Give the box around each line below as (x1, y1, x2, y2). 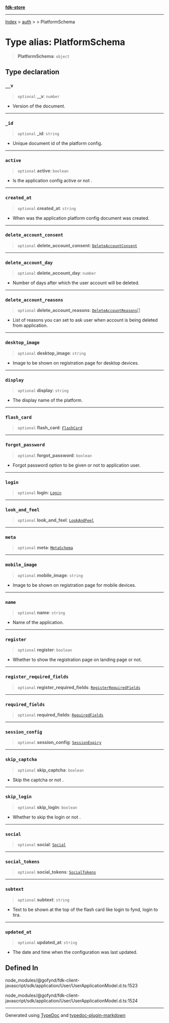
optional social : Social (17, 842, 66, 848)
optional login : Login (17, 489, 62, 495)
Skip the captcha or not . (12, 777, 64, 783)
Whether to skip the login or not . (12, 814, 81, 820)
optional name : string (17, 609, 65, 616)
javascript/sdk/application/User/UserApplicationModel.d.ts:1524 (5, 997, 138, 1004)
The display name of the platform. (12, 397, 83, 403)
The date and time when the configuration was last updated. (12, 949, 138, 955)
